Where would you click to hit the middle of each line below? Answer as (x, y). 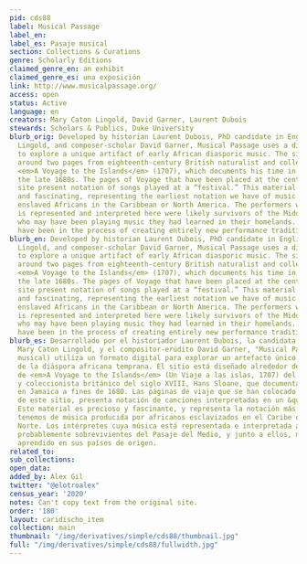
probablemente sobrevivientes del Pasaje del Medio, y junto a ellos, (155, 434)
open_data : (30, 468)
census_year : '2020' (49, 494)
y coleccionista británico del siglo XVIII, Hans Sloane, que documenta (159, 383)
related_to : (32, 452)
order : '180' (34, 511)
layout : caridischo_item (57, 519)
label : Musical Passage (55, 27)
